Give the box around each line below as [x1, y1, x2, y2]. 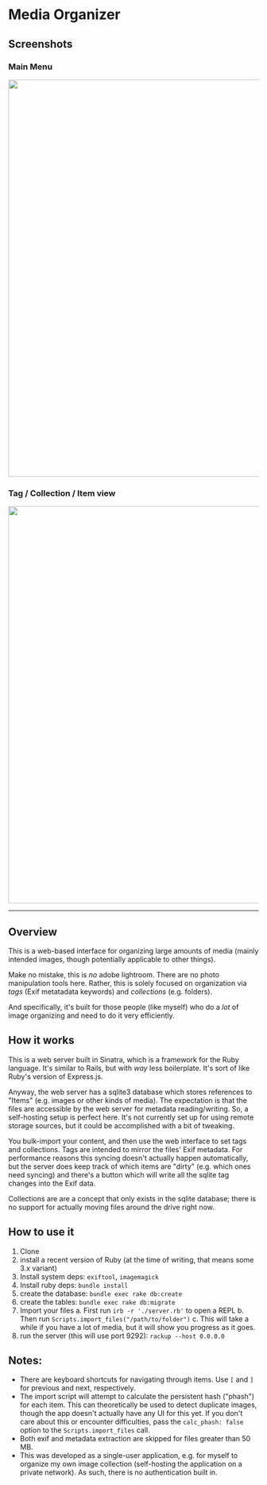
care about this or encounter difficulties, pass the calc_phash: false [19, 1417, 244, 1427]
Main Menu [8, 61, 53, 72]
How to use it [8, 1225, 75, 1239]
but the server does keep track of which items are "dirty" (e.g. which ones [8, 1162, 251, 1171]
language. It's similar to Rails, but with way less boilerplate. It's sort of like [8, 1063, 250, 1073]
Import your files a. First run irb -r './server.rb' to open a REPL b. [19, 1305, 245, 1315]
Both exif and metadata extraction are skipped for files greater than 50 [19, 1434, 251, 1444]
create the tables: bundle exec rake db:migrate [19, 1297, 176, 1306]
